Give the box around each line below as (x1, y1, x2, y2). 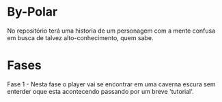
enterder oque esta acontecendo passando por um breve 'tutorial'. (7, 87, 195, 95)
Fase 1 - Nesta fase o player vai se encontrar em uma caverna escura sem (7, 80, 217, 88)
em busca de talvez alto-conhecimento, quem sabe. (7, 33, 154, 41)
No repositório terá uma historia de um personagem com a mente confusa (7, 27, 216, 35)
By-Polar (7, 4, 58, 20)
